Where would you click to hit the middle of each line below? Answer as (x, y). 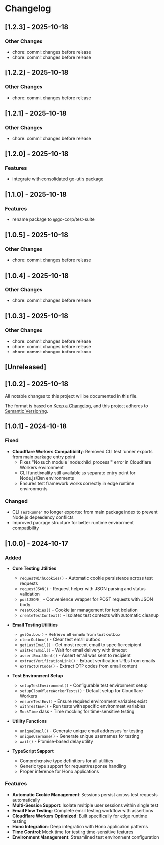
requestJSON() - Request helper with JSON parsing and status (82, 588)
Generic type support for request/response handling (73, 766)
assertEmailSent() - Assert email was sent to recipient (75, 655)
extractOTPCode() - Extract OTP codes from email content (78, 666)
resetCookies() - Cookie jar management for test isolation (79, 610)
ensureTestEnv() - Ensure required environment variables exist (83, 701)
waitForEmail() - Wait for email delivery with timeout (73, 650)
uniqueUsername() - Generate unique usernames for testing (80, 736)
